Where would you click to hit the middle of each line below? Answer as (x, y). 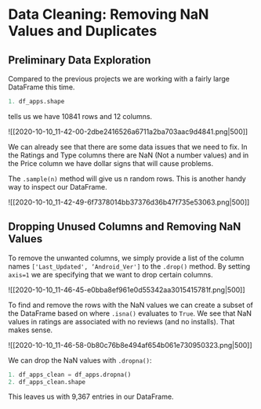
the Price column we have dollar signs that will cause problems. (111, 163)
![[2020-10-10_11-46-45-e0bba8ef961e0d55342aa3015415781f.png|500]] (127, 290)
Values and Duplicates (83, 31)
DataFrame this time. (42, 87)
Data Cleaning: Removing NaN (109, 14)
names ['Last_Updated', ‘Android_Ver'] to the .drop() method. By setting (129, 266)
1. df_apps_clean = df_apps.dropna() (70, 375)
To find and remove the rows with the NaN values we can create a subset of (130, 305)
